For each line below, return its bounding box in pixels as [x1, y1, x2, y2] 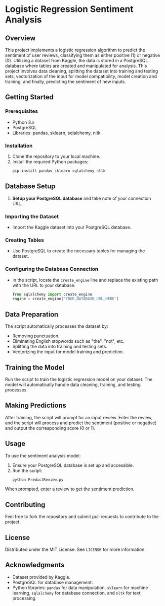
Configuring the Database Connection [5, 266, 99, 273]
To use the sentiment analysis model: [5, 453, 81, 458]
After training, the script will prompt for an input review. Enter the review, [5, 414, 153, 420]
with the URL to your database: [12, 282, 76, 288]
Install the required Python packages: [12, 158, 89, 164]
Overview [5, 34, 36, 42]
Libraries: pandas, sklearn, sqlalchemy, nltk [12, 130, 101, 136]
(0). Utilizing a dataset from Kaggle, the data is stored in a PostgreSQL [5, 58, 148, 63]
